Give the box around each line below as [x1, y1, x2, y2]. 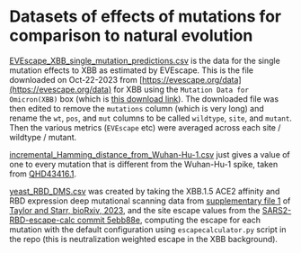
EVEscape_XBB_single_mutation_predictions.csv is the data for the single [9, 55, 280, 66]
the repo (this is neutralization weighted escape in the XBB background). [9, 233, 279, 244]
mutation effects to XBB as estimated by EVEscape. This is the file [9, 65, 254, 76]
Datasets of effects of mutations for [9, 6, 281, 27]
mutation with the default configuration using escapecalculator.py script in [9, 223, 287, 235]
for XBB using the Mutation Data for [113, 84, 250, 95]
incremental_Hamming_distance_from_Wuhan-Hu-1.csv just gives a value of [9, 149, 290, 159]
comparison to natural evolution [9, 25, 253, 46]
